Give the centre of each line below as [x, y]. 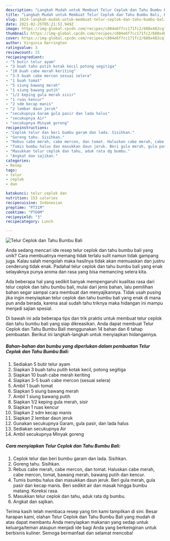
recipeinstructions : [27, 128]
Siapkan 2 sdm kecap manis [42, 413]
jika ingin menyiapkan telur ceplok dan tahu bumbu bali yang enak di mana [83, 298]
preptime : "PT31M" [25, 207]
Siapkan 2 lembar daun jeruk [43, 418]
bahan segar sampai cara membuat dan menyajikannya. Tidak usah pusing [83, 292]
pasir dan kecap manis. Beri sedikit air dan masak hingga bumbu [80, 486]
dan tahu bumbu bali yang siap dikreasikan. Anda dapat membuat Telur [80, 324]
